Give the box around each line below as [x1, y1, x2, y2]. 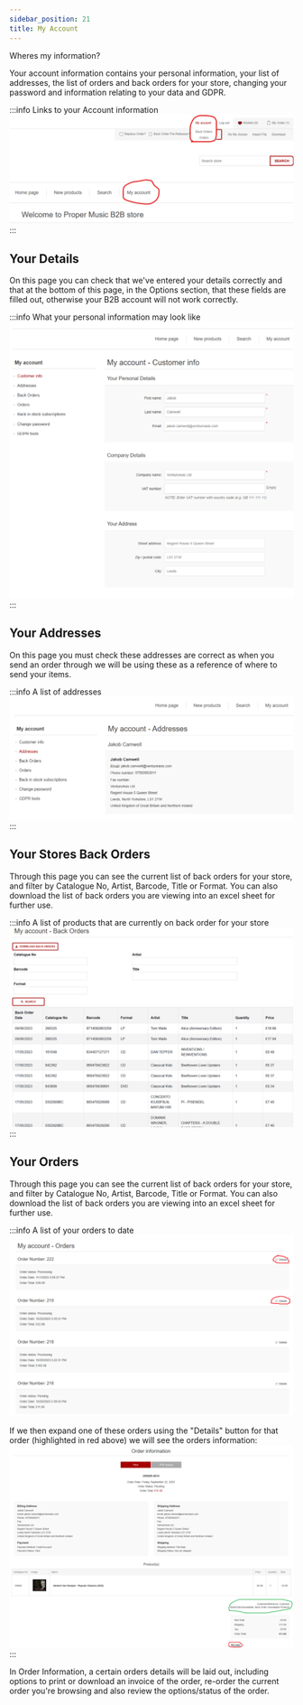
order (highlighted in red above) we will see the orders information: [9, 1434, 258, 1445]
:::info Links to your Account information [9, 104, 159, 115]
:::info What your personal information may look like [9, 312, 201, 322]
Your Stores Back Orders [9, 847, 151, 862]
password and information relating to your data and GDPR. [9, 87, 226, 98]
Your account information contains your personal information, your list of [9, 68, 280, 79]
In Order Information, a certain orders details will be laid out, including [9, 1666, 269, 1677]
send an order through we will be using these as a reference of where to [9, 659, 278, 670]
